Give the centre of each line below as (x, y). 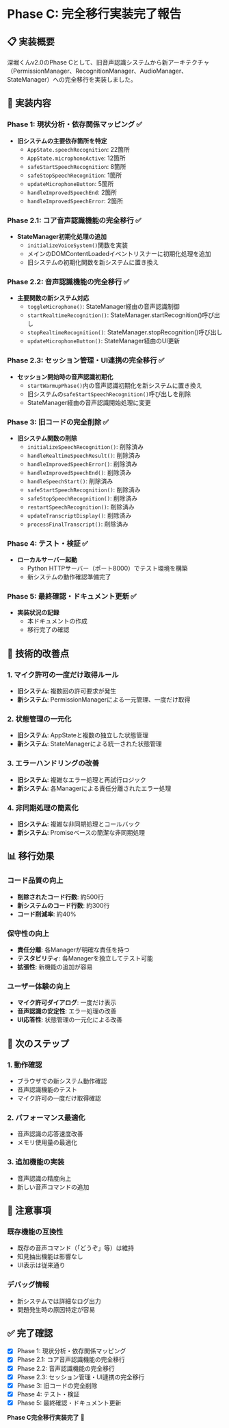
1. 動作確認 (25, 1065)
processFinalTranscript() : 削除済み (78, 524)
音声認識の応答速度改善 (50, 1134)
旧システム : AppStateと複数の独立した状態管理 (83, 735)
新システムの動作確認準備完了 (69, 577)
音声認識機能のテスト (47, 1090)
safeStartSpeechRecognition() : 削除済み (84, 490)
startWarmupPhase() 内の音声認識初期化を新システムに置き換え (115, 385)
